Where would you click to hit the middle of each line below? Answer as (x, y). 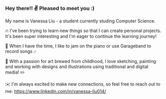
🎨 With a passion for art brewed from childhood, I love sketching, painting (81, 61)
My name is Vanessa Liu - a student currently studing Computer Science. (80, 21)
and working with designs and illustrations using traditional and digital (77, 66)
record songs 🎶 (21, 51)
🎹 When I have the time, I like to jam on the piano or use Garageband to (78, 46)
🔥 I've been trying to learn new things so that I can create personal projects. (83, 31)
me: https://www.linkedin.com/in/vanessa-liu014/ (56, 91)
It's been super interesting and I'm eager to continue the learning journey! (81, 36)
